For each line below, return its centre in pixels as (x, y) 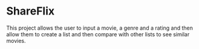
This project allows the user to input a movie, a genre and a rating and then (100, 28)
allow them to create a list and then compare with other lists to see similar (98, 34)
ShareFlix (31, 11)
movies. (16, 41)
